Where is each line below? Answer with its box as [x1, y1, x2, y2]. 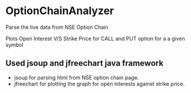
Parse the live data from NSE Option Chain [5, 24, 108, 31]
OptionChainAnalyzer [5, 4, 114, 18]
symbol [5, 41, 24, 48]
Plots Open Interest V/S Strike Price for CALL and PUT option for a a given [5, 35, 185, 42]
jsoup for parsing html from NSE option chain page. [14, 74, 139, 81]
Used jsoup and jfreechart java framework [5, 58, 164, 68]
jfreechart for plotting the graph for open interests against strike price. [14, 80, 185, 87]
